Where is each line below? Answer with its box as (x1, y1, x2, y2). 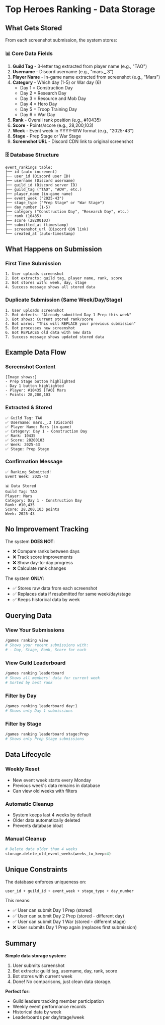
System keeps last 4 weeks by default (12, 812, 92, 818)
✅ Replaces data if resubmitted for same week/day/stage (12, 591, 131, 597)
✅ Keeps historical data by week (12, 596, 80, 602)
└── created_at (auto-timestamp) (5, 231, 75, 236)
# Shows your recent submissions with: (5, 643, 89, 648)
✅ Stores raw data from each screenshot (12, 585, 98, 591)
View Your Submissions (5, 626, 64, 633)
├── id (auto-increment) (5, 169, 57, 174)
